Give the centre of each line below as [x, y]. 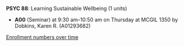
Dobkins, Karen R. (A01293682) [53, 26]
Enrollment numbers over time [42, 37]
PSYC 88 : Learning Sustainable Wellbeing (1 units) [67, 8]
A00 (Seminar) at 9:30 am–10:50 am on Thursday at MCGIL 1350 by [96, 20]
